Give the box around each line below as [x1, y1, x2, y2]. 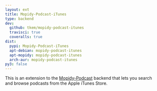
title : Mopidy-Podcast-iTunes [5, 12, 67, 17]
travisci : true [9, 30, 41, 35]
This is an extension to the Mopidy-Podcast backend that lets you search [5, 75, 153, 81]
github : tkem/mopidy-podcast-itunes [9, 25, 84, 30]
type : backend [5, 16, 34, 21]
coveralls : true [9, 35, 43, 40]
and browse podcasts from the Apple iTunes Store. [5, 80, 108, 86]
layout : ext [5, 7, 29, 12]
